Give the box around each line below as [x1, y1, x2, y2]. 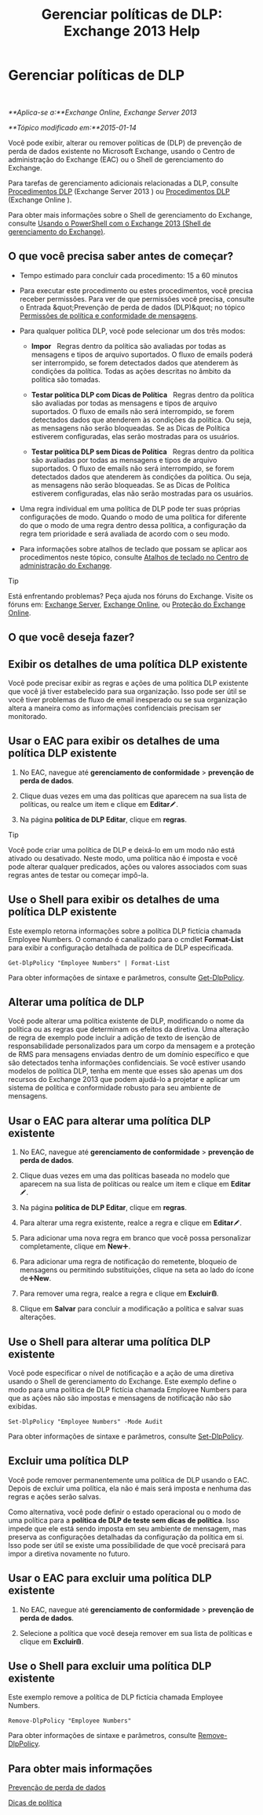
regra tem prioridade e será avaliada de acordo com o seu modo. [19, 529, 230, 538]
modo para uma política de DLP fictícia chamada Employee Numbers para [8, 1385, 247, 1395]
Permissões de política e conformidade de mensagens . [19, 310, 199, 320]
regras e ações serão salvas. [8, 1491, 101, 1501]
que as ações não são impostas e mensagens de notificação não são [8, 1393, 232, 1403]
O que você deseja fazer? [8, 631, 135, 644]
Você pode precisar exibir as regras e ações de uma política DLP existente [8, 678, 249, 687]
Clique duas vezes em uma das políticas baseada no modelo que [19, 1171, 230, 1180]
